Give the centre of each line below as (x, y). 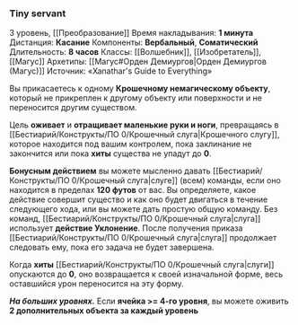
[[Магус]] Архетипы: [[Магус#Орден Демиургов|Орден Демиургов (138, 62)
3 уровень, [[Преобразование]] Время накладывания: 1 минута (131, 33)
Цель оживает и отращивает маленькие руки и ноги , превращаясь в (144, 125)
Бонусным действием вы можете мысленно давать (110, 171)
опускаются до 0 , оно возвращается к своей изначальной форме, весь (146, 274)
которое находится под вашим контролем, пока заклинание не (131, 144)
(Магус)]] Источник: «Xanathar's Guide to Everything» (111, 71)
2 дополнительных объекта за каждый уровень (104, 311)
